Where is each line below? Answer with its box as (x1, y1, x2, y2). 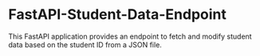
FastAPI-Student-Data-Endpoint (8, 6, 227, 24)
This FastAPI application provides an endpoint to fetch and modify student (8, 32, 253, 41)
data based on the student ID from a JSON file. (8, 39, 162, 49)
